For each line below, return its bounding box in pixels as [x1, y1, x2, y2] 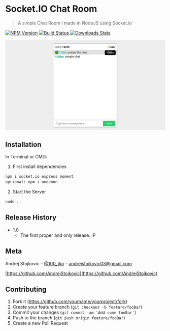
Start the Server [12, 189, 46, 195]
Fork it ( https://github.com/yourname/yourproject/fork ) [12, 298, 128, 305]
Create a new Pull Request [12, 320, 69, 326]
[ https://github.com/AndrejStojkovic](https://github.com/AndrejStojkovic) [5, 270, 158, 277]
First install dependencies [12, 163, 67, 170]
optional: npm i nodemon [5, 179, 58, 185]
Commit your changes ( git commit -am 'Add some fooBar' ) [12, 309, 137, 316]
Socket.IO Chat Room [5, 3, 97, 15]
